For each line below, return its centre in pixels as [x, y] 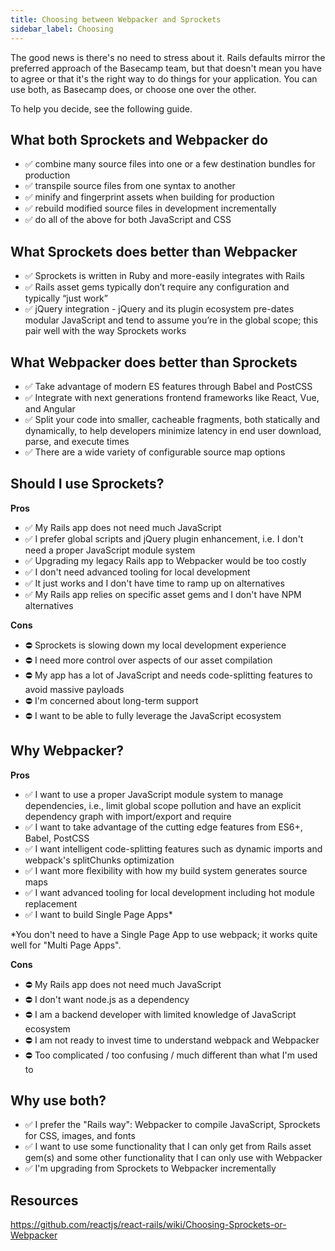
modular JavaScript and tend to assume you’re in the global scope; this [171, 320]
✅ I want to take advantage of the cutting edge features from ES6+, [163, 827]
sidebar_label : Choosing [62, 29]
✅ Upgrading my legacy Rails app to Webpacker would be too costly [165, 560]
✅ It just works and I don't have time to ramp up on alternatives [154, 583]
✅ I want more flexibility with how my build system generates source [166, 870]
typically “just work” [66, 298]
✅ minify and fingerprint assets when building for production [149, 197]
